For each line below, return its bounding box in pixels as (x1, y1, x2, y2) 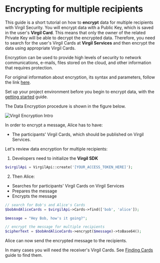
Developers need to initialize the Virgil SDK (12, 155, 98, 161)
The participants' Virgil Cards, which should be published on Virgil (12, 131, 144, 137)
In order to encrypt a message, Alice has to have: (5, 122, 103, 128)
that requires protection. (5, 64, 53, 71)
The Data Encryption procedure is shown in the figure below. (5, 103, 126, 109)
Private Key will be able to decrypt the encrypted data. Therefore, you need (5, 35, 156, 41)
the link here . (5, 79, 31, 85)
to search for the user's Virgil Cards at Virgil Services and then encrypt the (5, 40, 155, 46)
